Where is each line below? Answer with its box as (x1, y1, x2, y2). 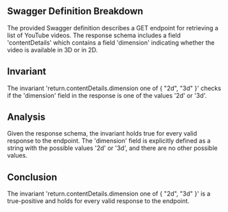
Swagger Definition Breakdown (7, 6, 144, 17)
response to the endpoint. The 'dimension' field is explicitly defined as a (7, 137, 211, 145)
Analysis (7, 112, 46, 123)
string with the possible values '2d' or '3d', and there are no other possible (7, 144, 218, 152)
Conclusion (7, 171, 58, 183)
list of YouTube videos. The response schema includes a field (7, 31, 181, 39)
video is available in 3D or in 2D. (7, 45, 98, 54)
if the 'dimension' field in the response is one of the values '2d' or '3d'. (7, 91, 207, 99)
